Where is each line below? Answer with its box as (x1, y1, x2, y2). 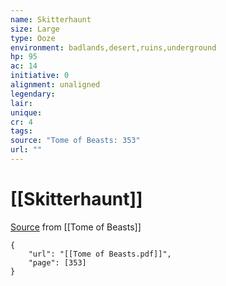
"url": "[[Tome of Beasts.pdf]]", (28, 249, 172, 259)
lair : (10, 98, 33, 108)
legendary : (10, 89, 56, 99)
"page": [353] (28, 257, 87, 268)
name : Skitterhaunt (10, 14, 92, 25)
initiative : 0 (10, 71, 70, 81)
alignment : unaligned (10, 80, 101, 90)
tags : (10, 126, 33, 136)
